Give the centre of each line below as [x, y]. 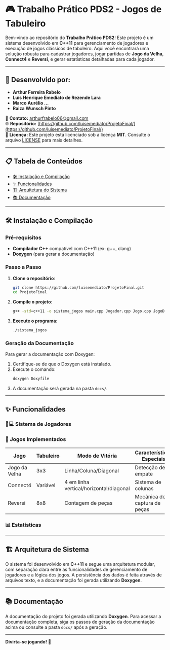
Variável [46, 485]
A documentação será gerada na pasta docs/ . [60, 389]
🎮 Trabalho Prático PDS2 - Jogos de [83, 9]
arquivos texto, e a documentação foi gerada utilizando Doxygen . [74, 580]
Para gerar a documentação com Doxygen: [50, 354]
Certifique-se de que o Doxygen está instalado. [62, 364]
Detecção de [150, 467]
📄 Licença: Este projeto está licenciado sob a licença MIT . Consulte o [78, 134]
